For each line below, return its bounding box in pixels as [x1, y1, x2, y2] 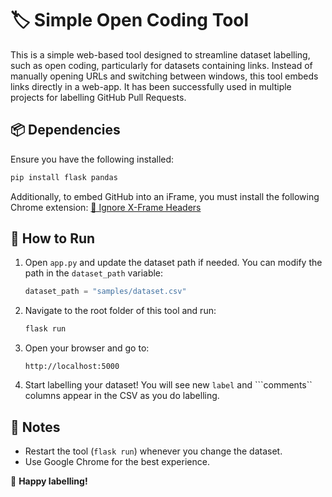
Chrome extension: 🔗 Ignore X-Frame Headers [10, 201, 202, 213]
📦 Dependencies [10, 122, 121, 139]
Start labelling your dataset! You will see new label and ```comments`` [24, 379, 313, 391]
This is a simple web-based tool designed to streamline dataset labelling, [10, 48, 311, 61]
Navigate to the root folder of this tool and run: [24, 305, 217, 317]
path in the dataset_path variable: [24, 267, 164, 279]
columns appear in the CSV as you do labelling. [24, 390, 220, 402]
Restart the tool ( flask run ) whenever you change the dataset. [24, 445, 283, 457]
